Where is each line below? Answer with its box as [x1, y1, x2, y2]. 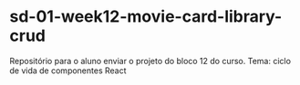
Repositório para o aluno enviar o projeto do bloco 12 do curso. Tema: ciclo [9, 55, 292, 66]
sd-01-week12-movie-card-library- [9, 6, 283, 27]
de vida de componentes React [9, 65, 127, 76]
